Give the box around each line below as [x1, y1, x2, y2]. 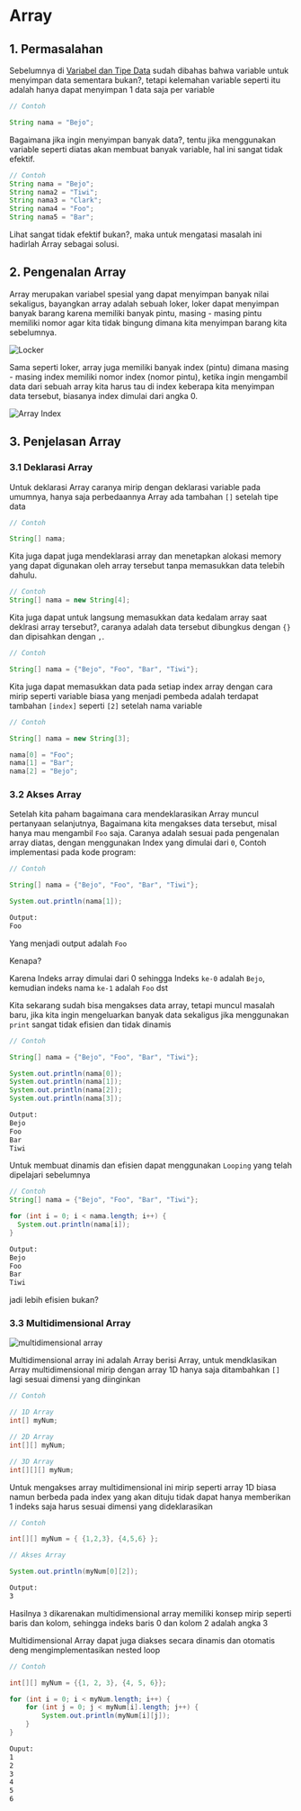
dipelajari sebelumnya [9, 1169, 91, 1180]
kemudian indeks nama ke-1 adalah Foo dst [9, 982, 169, 993]
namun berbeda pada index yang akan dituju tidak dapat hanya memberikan [9, 1491, 291, 1502]
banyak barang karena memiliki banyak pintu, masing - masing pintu [9, 307, 262, 318]
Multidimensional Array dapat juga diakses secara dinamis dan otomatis [9, 1634, 276, 1645]
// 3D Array [9, 1457, 54, 1466]
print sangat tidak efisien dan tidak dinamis [9, 1019, 172, 1030]
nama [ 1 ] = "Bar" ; [9, 759, 75, 768]
